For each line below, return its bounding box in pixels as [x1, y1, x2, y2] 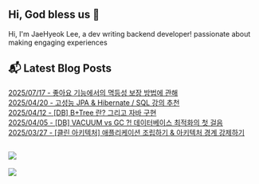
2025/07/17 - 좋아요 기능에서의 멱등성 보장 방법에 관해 [8, 88, 179, 97]
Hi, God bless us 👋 [8, 8, 100, 22]
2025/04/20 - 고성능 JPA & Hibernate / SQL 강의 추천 [8, 97, 180, 108]
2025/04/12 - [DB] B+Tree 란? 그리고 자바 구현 [8, 108, 157, 117]
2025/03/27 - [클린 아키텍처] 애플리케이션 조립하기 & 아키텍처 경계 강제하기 [8, 127, 245, 137]
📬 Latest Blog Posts [8, 61, 112, 76]
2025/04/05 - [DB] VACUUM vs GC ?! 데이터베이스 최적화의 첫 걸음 [8, 117, 223, 127]
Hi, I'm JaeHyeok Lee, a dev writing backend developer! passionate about [8, 29, 251, 38]
